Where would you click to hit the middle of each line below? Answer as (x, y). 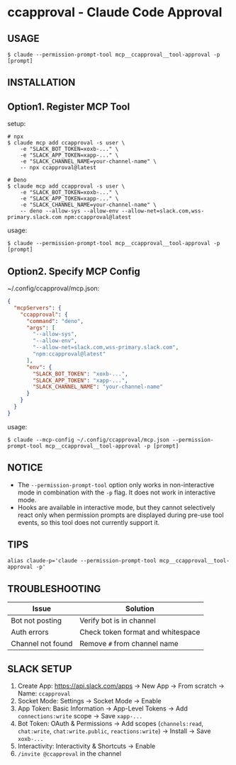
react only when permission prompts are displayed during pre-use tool (121, 515)
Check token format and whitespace (140, 633)
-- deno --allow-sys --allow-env (69, 211)
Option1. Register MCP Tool (69, 107)
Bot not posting (36, 620)
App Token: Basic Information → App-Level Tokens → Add (102, 708)
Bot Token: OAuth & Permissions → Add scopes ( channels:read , (111, 724)
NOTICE (25, 468)
